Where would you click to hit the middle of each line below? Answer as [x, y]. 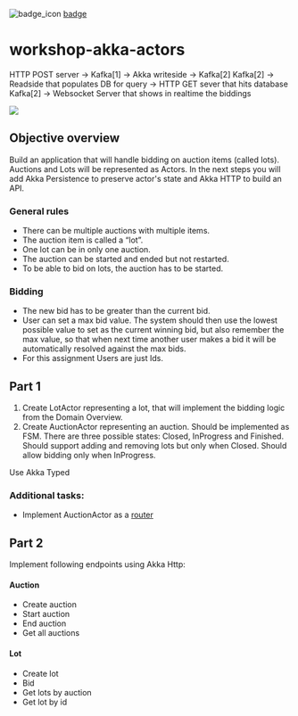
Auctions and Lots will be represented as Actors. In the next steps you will [145, 169]
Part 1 [25, 387]
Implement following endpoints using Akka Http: [97, 564]
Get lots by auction [57, 692]
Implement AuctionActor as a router [88, 515]
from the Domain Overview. [72, 417]
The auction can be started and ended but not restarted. [125, 259]
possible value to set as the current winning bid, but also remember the [153, 330]
